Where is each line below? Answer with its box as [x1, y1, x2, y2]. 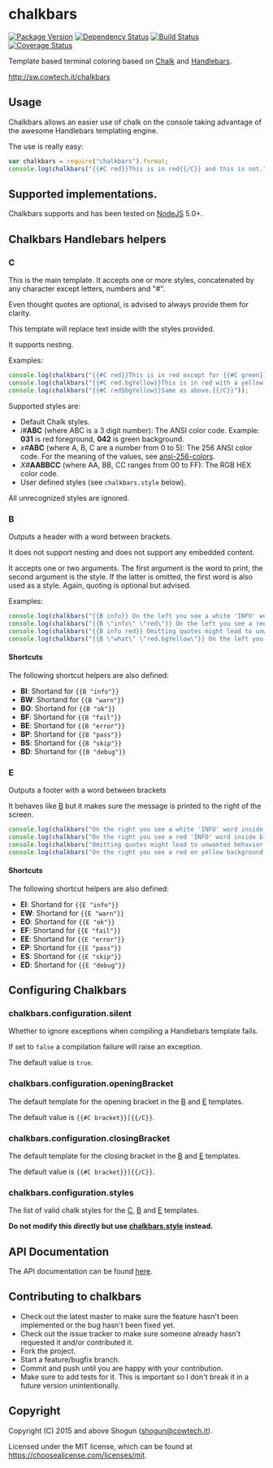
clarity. [8, 308, 32, 318]
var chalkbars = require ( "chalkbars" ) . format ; [8, 157, 169, 165]
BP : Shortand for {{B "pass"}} [19, 729, 122, 739]
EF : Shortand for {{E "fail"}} [19, 925, 122, 935]
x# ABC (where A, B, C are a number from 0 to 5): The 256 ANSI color [19, 442, 253, 452]
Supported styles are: [8, 401, 81, 410]
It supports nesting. [8, 340, 74, 350]
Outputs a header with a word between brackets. [8, 532, 172, 541]
